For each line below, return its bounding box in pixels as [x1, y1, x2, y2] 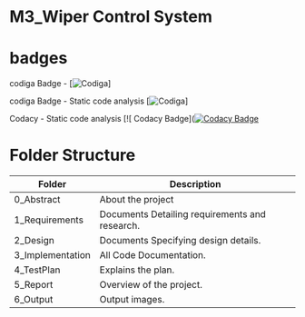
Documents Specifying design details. [99, 234, 261, 247]
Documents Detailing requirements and [99, 208, 266, 221]
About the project [99, 193, 174, 206]
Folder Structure [9, 145, 136, 165]
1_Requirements [14, 213, 84, 226]
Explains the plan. [99, 263, 175, 276]
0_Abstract [14, 193, 61, 206]
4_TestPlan [14, 263, 61, 276]
